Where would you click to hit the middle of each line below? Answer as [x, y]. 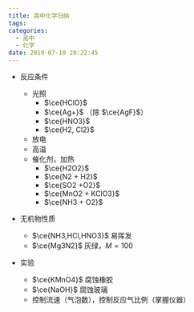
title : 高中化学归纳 [39, 16]
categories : [28, 30]
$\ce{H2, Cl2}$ [69, 130]
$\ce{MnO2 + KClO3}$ [82, 194]
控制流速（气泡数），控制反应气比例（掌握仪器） [111, 300]
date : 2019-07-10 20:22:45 [53, 53]
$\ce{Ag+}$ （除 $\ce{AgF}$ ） [96, 112]
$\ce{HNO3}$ [67, 121]
